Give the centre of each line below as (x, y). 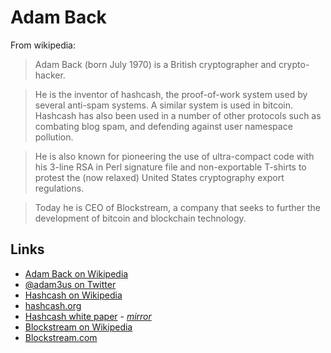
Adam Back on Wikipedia (76, 273)
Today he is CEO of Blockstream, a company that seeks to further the (177, 207)
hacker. (50, 75)
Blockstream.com (61, 337)
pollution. (54, 137)
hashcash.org (53, 305)
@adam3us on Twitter (70, 284)
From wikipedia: (43, 45)
